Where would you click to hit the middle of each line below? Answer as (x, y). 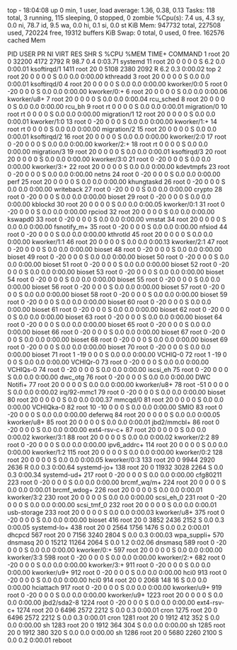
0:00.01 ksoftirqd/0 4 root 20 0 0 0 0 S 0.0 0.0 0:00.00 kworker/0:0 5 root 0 (117, 84)
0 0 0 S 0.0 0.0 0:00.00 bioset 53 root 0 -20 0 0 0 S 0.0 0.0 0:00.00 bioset (116, 272)
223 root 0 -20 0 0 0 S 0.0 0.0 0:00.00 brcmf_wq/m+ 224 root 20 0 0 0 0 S (117, 482)
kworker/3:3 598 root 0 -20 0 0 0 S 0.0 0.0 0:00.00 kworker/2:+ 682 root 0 (116, 557)
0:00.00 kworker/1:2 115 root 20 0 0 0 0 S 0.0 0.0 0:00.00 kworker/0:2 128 (115, 452)
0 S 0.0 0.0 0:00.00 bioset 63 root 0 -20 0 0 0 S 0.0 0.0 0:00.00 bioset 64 (115, 317)
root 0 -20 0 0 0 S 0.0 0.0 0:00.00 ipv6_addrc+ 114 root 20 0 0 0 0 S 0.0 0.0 (118, 445)
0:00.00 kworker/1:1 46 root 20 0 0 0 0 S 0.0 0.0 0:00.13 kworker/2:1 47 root (118, 242)
